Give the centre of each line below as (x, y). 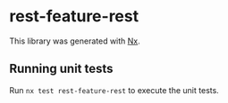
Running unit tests (61, 69)
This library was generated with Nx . (75, 41)
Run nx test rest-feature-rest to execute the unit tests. (114, 90)
